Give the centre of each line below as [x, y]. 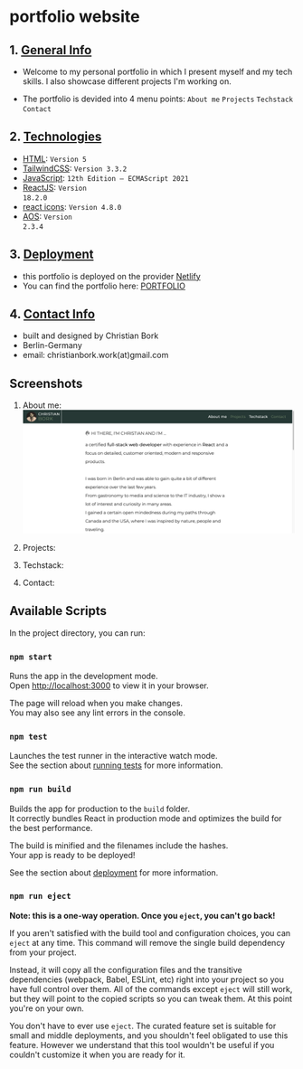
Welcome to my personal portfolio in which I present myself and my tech [157, 71]
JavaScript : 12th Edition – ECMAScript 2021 [105, 177]
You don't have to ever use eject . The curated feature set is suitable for [143, 1026]
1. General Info [51, 50]
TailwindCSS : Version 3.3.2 [75, 168]
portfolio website [75, 17]
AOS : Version [47, 216]
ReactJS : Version [55, 187]
